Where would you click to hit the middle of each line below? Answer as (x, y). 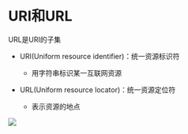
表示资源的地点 (56, 106)
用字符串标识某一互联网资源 (77, 73)
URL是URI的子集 (35, 39)
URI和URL (40, 16)
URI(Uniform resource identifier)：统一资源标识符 (100, 56)
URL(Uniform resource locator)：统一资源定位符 (98, 89)
